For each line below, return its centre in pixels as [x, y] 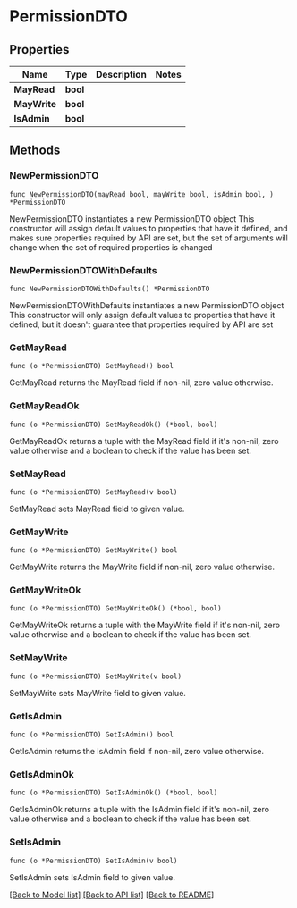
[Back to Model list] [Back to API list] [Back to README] [112, 895]
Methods [35, 151]
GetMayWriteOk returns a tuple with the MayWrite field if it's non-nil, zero [144, 625]
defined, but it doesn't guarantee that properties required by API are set [141, 324]
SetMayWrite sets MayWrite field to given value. [98, 693]
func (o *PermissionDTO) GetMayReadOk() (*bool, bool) [114, 425]
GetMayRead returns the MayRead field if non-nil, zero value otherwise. [141, 383]
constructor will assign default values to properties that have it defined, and [148, 228]
